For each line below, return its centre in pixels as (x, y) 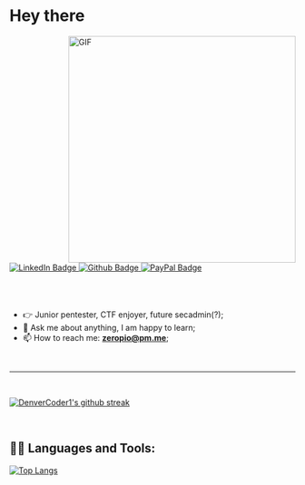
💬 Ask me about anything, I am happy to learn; (109, 327)
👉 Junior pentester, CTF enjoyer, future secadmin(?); (123, 315)
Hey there (47, 16)
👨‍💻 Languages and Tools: (83, 448)
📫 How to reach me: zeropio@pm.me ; (96, 337)
